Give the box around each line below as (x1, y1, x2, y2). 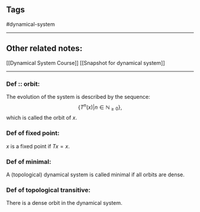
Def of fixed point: (6, 129, 60, 138)
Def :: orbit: (6, 80, 40, 88)
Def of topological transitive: (6, 186, 91, 194)
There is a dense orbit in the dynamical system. (6, 199, 123, 207)
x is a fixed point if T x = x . (6, 142, 70, 149)
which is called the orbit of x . (6, 114, 77, 121)
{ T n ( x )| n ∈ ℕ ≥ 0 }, (77, 102, 123, 112)
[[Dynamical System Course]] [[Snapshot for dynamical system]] (6, 59, 165, 66)
